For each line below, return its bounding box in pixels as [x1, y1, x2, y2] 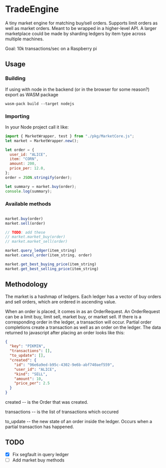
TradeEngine [5, 3, 59, 15]
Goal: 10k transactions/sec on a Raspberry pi [5, 45, 97, 51]
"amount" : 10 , [14, 376, 43, 381]
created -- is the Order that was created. [5, 399, 88, 405]
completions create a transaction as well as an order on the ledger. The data [5, 324, 162, 330]
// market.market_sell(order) [5, 239, 68, 244]
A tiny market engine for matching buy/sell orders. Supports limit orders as [5, 20, 158, 26]
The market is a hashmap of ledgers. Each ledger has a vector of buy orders [5, 293, 162, 300]
